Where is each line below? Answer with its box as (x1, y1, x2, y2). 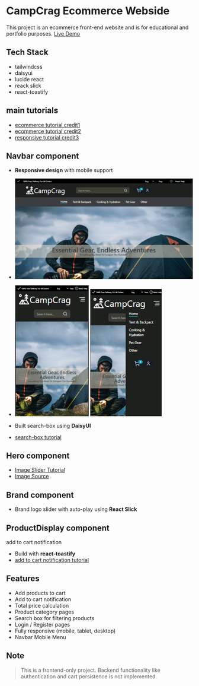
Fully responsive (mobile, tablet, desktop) (14, 627, 116, 634)
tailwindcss (14, 63, 43, 70)
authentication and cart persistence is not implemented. (20, 672, 158, 680)
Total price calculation (14, 602, 69, 609)
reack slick (14, 82, 41, 89)
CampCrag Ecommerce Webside (6, 4, 170, 18)
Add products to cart (14, 589, 66, 596)
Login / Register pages (14, 621, 70, 628)
